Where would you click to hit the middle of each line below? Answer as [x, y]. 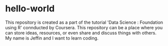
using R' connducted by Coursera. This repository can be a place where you [84, 27]
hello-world [30, 9]
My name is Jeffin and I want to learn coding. [52, 38]
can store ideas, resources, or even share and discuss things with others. [81, 33]
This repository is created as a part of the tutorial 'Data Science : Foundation [84, 22]
